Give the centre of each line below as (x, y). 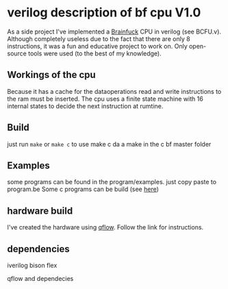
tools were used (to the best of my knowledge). (95, 53)
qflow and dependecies (40, 278)
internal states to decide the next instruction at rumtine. (85, 106)
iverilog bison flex (32, 265)
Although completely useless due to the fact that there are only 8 (99, 38)
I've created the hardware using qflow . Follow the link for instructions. (105, 227)
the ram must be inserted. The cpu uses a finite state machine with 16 (105, 99)
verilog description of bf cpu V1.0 (104, 13)
